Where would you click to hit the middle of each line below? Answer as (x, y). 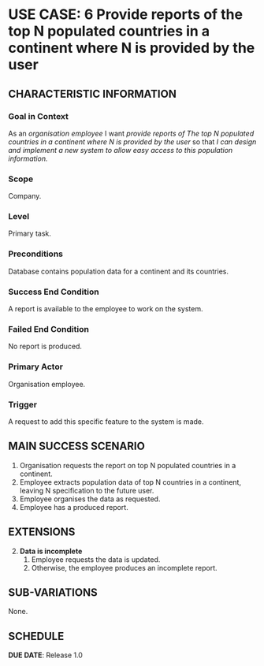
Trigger (23, 404)
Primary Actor (35, 366)
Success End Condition (54, 292)
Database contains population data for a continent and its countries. (118, 271)
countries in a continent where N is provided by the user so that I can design (132, 141)
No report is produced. (45, 346)
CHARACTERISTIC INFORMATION (93, 93)
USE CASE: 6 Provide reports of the (125, 15)
